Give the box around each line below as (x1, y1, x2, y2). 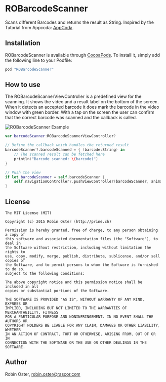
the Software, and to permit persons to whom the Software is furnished (5, 262, 158, 267)
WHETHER (5, 327, 21, 332)
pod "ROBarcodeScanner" (5, 67, 54, 72)
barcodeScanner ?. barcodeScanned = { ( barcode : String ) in (5, 147, 125, 152)
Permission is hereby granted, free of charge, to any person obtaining (5, 228, 158, 233)
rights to (5, 250, 26, 255)
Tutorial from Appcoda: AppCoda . (5, 24, 74, 30)
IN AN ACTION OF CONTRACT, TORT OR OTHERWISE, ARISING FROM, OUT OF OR (5, 332, 156, 337)
